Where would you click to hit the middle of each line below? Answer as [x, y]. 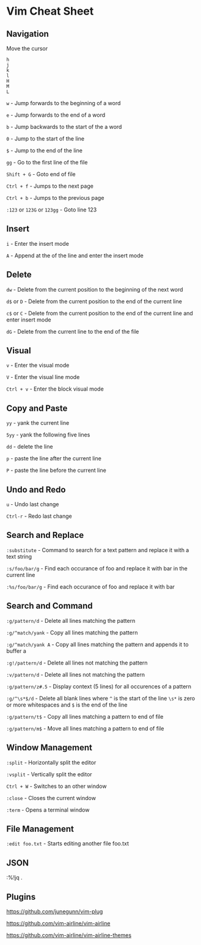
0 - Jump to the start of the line [45, 138]
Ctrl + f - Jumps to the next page [50, 186]
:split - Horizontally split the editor [51, 762]
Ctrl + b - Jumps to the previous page [55, 198]
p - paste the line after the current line [54, 458]
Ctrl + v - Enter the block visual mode [55, 389]
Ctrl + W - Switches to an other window [57, 786]
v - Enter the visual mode [38, 366]
